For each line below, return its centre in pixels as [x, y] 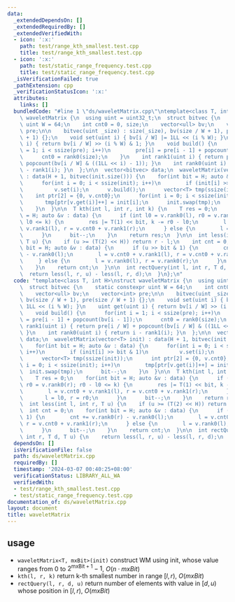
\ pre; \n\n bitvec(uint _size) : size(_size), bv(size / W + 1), [122, 131]
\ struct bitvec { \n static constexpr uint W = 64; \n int [117, 287]
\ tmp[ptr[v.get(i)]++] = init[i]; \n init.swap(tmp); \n [120, 203]
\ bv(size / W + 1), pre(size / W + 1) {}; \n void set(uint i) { [122, 300]
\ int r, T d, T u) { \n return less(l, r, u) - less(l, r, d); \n [122, 437]
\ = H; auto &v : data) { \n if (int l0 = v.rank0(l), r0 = [115, 216]
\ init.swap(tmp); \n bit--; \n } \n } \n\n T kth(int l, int [123, 372]
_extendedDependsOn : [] [48, 20]
